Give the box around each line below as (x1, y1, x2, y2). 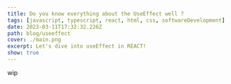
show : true (7, 50, 39, 57)
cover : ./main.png (7, 36, 61, 43)
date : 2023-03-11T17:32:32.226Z (7, 23, 102, 30)
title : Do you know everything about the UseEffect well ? (7, 10, 185, 17)
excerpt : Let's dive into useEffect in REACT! (7, 43, 146, 50)
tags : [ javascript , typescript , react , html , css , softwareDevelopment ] (7, 17, 225, 24)
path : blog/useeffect (7, 29, 71, 37)
